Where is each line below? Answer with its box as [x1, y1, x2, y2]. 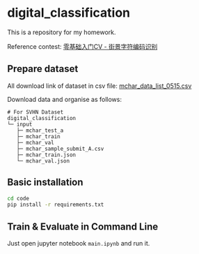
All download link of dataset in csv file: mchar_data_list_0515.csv [7, 82, 192, 90]
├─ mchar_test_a [16, 127, 64, 134]
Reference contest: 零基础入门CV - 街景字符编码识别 [7, 42, 158, 50]
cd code [7, 195, 30, 202]
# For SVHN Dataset [7, 108, 64, 116]
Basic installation [7, 177, 83, 188]
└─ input [7, 121, 33, 128]
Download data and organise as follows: [7, 95, 122, 103]
